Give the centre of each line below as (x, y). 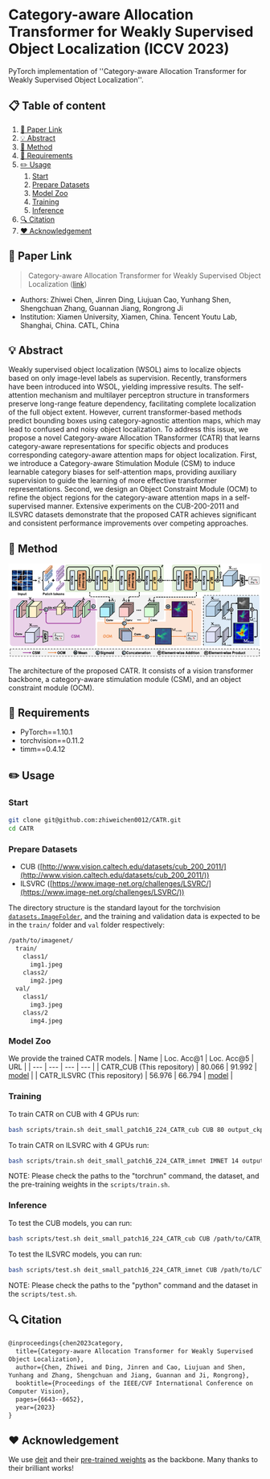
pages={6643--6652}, (50, 1399)
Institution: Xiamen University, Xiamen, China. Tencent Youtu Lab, (129, 317)
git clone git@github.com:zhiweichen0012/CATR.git (95, 820)
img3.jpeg (46, 1005)
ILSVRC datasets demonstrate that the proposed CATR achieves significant (133, 515)
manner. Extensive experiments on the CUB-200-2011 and (143, 506)
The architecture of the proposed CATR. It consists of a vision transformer (131, 670)
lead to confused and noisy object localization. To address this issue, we (129, 429)
